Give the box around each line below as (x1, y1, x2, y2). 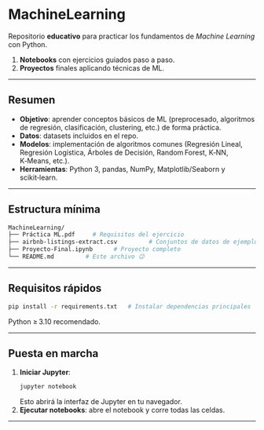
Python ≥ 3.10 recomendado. (8, 316, 101, 326)
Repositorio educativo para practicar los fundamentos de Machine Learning (8, 31, 255, 41)
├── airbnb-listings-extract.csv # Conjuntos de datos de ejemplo (8, 238, 258, 246)
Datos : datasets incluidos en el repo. (19, 131, 139, 140)
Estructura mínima (8, 202, 101, 217)
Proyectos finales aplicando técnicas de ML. (19, 63, 165, 72)
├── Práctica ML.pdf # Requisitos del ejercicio (8, 231, 185, 239)
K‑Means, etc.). (19, 155, 70, 166)
